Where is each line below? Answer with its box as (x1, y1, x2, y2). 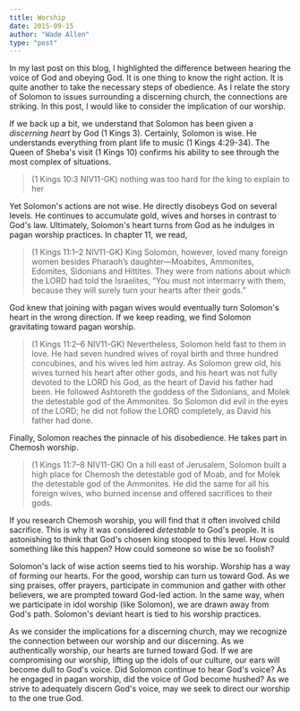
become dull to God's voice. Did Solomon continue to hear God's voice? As (9, 664, 287, 675)
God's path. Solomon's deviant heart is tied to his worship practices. (9, 609, 261, 619)
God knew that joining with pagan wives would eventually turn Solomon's (9, 303, 279, 313)
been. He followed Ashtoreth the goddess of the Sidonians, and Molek (30, 387, 291, 398)
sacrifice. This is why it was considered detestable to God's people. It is (9, 524, 275, 535)
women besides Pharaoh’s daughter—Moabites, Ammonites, (30, 257, 254, 268)
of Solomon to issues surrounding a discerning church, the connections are (9, 92, 288, 102)
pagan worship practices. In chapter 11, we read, (9, 230, 188, 241)
